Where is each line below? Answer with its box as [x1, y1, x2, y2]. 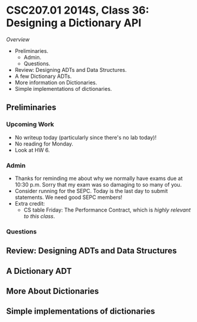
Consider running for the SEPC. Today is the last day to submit [14, 187, 168, 194]
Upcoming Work [6, 120, 55, 128]
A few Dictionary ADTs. [14, 72, 72, 80]
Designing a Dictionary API [6, 16, 142, 30]
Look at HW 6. [14, 146, 50, 153]
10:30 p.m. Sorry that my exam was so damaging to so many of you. [14, 181, 182, 188]
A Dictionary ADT [6, 266, 73, 276]
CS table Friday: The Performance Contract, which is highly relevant [23, 206, 191, 213]
